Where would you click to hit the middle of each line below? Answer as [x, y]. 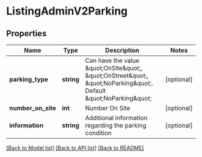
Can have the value [112, 60]
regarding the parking [116, 125]
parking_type [29, 79]
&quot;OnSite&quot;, [114, 68]
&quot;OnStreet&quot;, [117, 75]
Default [96, 91]
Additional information [116, 118]
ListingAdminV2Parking [67, 11]
